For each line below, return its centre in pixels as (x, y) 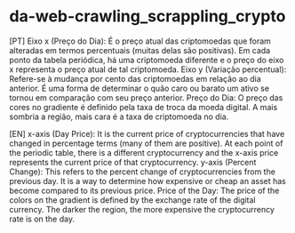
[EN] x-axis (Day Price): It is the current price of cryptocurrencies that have (147, 133)
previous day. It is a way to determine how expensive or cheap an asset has (148, 181)
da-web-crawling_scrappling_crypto (147, 16)
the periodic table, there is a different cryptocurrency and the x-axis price (144, 152)
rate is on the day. (42, 219)
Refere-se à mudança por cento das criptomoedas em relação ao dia (136, 78)
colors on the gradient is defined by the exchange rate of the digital (132, 200)
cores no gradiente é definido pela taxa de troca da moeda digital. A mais (144, 107)
